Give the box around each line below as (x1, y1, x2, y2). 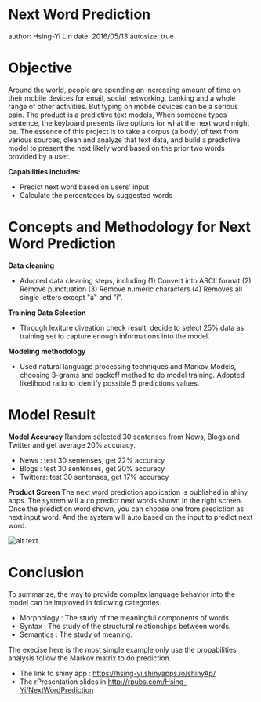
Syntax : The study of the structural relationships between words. (19, 621, 231, 631)
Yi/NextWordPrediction (19, 685, 94, 694)
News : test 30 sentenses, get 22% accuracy (19, 455, 165, 465)
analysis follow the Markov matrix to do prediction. (8, 653, 172, 663)
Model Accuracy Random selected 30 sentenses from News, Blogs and (8, 432, 241, 441)
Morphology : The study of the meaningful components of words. (19, 612, 231, 622)
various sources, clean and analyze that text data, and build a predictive (8, 135, 241, 144)
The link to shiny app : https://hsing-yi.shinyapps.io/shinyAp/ (19, 668, 216, 678)
